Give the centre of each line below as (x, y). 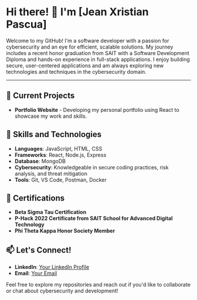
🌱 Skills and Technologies (54, 134)
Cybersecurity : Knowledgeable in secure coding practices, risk (91, 167)
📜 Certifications (35, 198)
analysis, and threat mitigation (51, 173)
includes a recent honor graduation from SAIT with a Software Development (98, 53)
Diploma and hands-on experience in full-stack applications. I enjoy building (98, 59)
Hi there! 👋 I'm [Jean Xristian (77, 12)
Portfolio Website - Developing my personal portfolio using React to (97, 110)
